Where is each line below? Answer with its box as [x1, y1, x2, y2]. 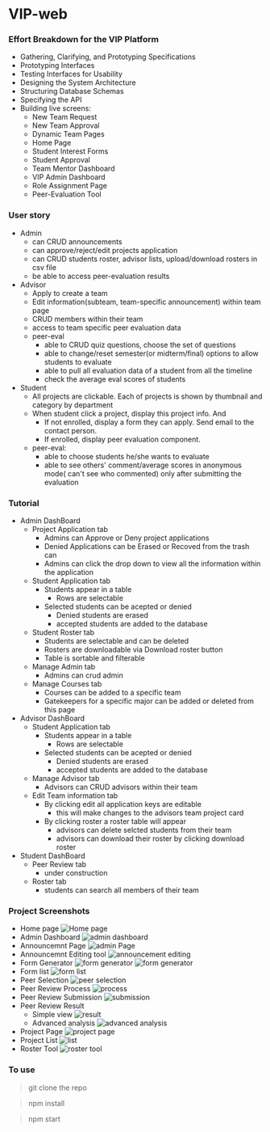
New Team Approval [31, 120, 100, 130]
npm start [27, 1113, 60, 1124]
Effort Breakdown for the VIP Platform [8, 34, 160, 45]
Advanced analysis [31, 1018, 95, 1028]
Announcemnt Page [19, 941, 86, 951]
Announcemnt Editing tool [19, 949, 106, 959]
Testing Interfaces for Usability [19, 70, 123, 79]
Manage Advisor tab [31, 774, 100, 784]
